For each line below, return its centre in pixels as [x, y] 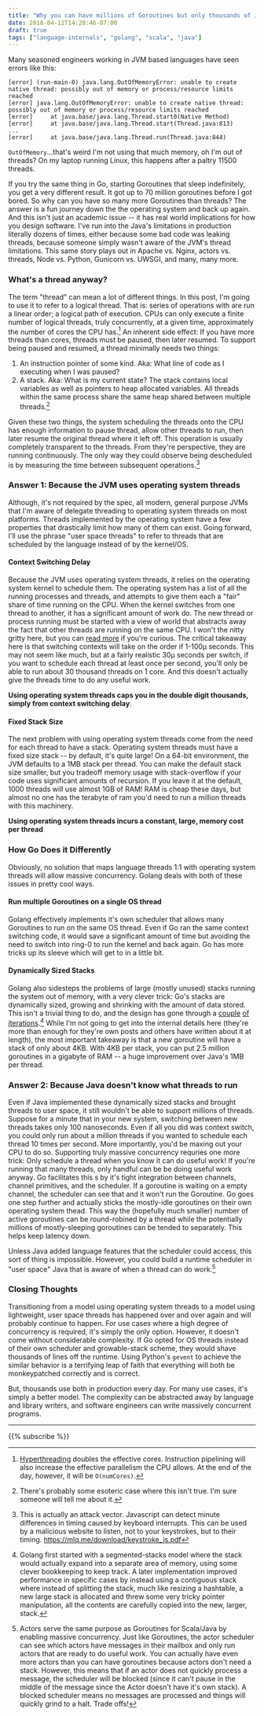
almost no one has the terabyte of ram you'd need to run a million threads [127, 797]
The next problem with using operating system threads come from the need [130, 739]
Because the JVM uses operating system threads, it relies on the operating [129, 580]
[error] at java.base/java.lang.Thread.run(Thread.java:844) [117, 138]
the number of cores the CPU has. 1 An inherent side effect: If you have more [132, 331]
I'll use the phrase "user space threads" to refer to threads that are [116, 536]
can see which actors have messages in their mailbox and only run [127, 1645]
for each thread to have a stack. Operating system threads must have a [123, 747]
